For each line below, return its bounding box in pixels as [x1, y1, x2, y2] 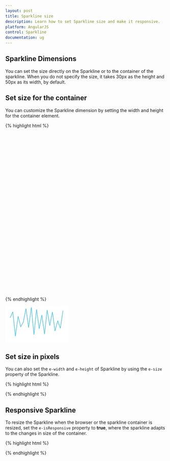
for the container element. [5, 113, 60, 119]
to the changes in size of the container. [5, 430, 88, 437]
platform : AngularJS [5, 24, 49, 30]
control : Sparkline [5, 30, 47, 35]
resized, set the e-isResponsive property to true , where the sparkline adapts [5, 425, 165, 431]
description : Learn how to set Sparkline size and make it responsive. [5, 19, 160, 24]
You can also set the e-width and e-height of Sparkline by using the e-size [5, 366, 162, 372]
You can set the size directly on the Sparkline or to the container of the [5, 68, 154, 74]
